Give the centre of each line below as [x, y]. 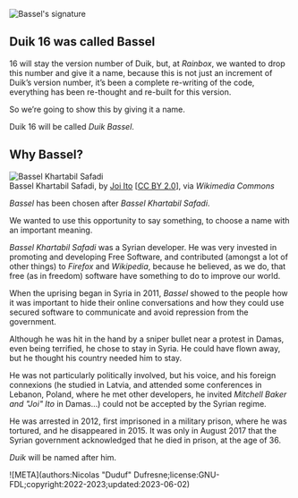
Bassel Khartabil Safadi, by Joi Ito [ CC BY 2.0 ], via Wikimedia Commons [142, 186]
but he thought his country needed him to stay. [95, 358]
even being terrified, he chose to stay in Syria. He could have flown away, [145, 348]
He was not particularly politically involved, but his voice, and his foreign [143, 375]
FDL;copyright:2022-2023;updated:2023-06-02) [100, 484]
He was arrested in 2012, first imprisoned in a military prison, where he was [149, 421]
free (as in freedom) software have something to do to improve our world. [145, 275]
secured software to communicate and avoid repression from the [129, 312]
